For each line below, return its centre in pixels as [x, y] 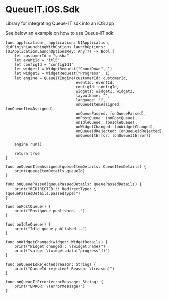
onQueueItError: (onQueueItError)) [113, 135]
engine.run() [28, 144]
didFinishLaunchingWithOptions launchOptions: [55, 47]
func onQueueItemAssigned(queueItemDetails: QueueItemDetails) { [76, 166]
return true [27, 153]
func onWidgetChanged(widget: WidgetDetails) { [57, 242]
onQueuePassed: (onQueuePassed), [111, 113]
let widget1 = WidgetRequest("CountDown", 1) [63, 69]
